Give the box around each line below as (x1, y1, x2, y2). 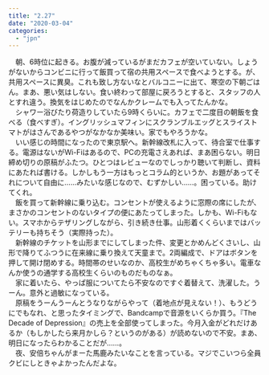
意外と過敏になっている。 (29, 288, 114, 298)
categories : (8, 26, 48, 35)
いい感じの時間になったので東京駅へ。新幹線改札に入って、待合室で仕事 (14, 137, 255, 147)
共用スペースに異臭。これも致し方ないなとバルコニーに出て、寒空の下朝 (8, 77, 247, 87)
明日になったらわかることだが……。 (8, 338, 127, 348)
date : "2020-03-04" (8, 19, 74, 27)
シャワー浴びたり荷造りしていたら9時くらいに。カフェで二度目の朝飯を (14, 108, 252, 117)
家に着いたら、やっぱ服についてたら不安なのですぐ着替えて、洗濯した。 (14, 278, 255, 287)
